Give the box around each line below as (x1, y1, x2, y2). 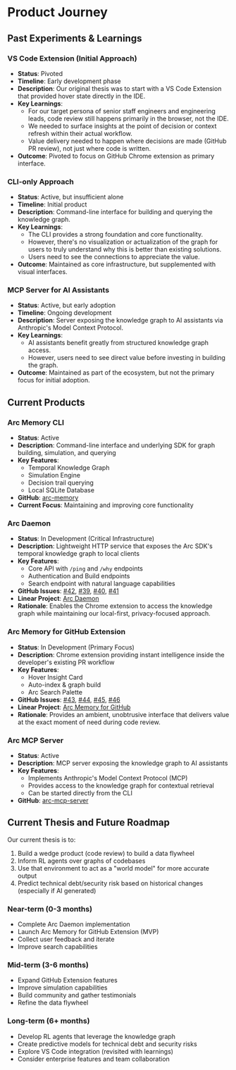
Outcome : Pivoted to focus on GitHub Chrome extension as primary (17, 151, 215, 160)
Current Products (7, 396, 86, 409)
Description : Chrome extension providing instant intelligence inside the (17, 650, 225, 659)
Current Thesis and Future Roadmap (7, 816, 170, 828)
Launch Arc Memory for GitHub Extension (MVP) (17, 928, 159, 936)
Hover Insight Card (27, 673, 83, 681)
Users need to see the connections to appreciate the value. (27, 253, 200, 261)
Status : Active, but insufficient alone (17, 193, 124, 201)
